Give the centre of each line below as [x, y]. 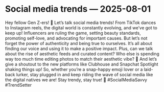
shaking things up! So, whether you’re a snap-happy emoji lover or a [74, 69]
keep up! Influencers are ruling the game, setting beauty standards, [73, 33]
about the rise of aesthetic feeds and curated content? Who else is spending [82, 54]
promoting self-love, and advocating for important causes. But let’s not [76, 38]
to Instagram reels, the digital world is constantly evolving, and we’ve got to [81, 27]
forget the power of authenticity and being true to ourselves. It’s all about [79, 43]
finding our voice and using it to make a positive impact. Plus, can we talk [79, 48]
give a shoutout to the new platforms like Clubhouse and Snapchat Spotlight [82, 64]
